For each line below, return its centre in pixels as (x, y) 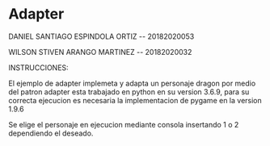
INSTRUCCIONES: (38, 67)
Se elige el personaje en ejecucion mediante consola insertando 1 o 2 (124, 124)
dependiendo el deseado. (51, 133)
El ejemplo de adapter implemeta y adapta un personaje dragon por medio (132, 83)
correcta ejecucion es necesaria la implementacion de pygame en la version (135, 100)
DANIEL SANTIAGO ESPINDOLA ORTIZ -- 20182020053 (101, 36)
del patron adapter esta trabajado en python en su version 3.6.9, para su (129, 92)
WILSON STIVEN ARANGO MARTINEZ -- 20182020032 (100, 52)
